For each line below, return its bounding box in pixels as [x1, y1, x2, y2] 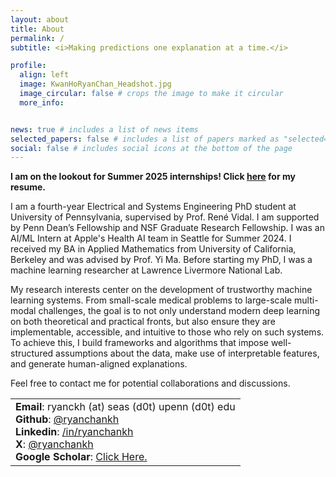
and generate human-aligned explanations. [10, 358, 188, 370]
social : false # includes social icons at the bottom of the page [10, 143, 293, 153]
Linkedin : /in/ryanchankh [15, 425, 134, 439]
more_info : [19, 97, 65, 108]
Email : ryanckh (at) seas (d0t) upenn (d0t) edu [15, 400, 236, 414]
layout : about [10, 14, 70, 25]
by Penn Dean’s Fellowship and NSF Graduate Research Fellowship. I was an [10, 222, 325, 234]
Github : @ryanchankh [15, 412, 120, 426]
